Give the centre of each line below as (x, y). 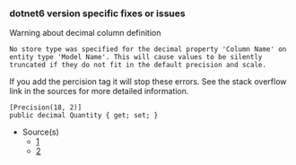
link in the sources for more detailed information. (99, 91)
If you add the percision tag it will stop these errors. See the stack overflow (148, 82)
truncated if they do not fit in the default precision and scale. (138, 65)
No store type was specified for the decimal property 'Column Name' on (148, 49)
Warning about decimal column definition (85, 33)
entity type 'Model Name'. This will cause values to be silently (136, 57)
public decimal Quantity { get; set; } (84, 116)
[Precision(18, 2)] (46, 108)
